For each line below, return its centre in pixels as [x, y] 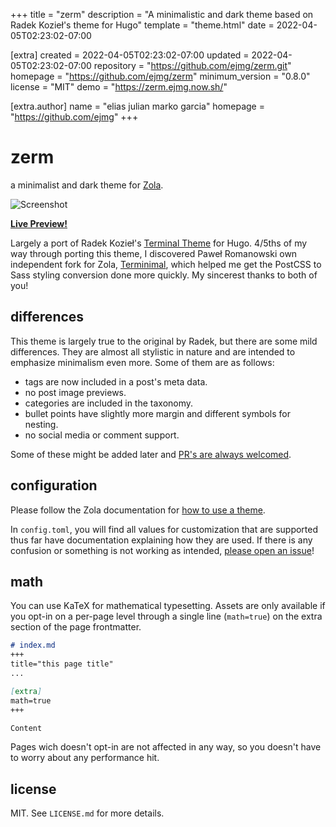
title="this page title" [62, 664]
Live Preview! [39, 223]
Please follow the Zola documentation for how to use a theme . [138, 510]
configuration [54, 485]
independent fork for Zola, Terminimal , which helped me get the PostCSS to [166, 264]
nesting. [41, 424]
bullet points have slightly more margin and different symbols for [157, 413]
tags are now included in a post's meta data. [116, 381]
